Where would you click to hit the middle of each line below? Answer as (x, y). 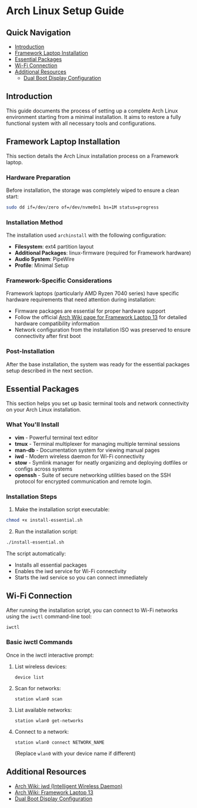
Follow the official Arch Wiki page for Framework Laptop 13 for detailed (101, 317)
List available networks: (43, 710)
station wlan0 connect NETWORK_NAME (59, 742)
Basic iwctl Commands (39, 642)
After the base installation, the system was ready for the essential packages (98, 364)
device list (29, 677)
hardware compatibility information (57, 324)
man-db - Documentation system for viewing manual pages (87, 450)
